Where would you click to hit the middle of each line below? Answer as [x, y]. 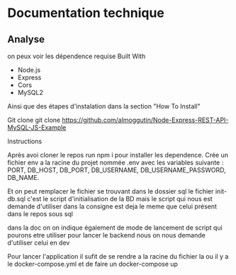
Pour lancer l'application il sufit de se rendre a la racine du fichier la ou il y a [118, 256]
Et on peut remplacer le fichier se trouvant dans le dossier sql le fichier [111, 191]
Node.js [29, 70]
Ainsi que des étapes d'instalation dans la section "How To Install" [104, 106]
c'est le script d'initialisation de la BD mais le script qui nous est [120, 199]
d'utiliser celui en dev [39, 243]
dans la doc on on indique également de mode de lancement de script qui [115, 228]
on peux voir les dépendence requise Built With [77, 56]
